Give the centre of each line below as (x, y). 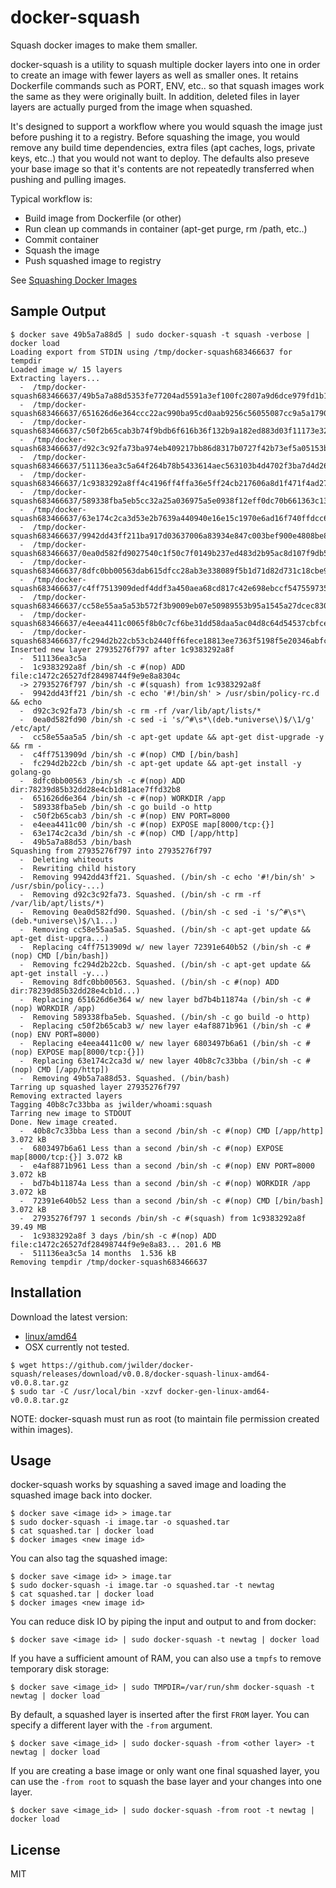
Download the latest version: (69, 1317)
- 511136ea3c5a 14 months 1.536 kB (98, 1253)
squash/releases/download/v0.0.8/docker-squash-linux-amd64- (140, 1374)
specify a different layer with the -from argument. (111, 1725)
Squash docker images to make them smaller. (104, 45)
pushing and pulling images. (68, 179)
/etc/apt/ (31, 728)
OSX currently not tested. (77, 1347)
